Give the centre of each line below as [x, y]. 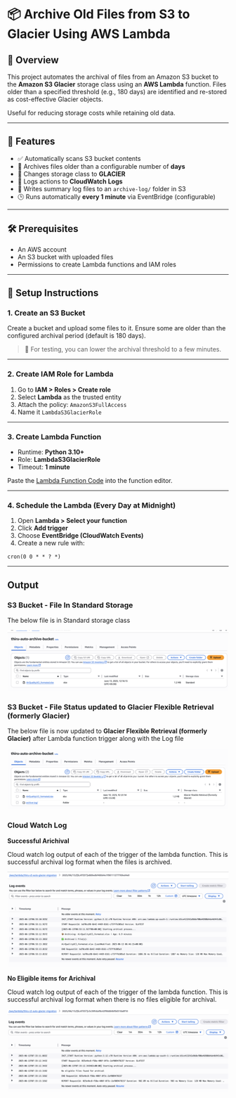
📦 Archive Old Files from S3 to [99, 14]
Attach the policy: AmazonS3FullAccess [72, 404]
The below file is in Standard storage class [69, 620]
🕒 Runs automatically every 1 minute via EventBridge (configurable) [116, 196]
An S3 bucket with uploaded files [65, 257]
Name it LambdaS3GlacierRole [59, 412]
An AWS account [42, 249]
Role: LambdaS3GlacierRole [59, 459]
